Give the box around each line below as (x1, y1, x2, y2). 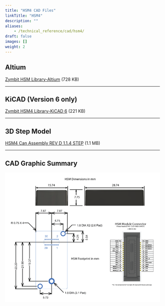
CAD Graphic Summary (5, 159, 78, 168)
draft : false (5, 34, 32, 39)
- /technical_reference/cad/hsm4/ (14, 29, 84, 34)
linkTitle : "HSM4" (5, 13, 43, 18)
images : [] (5, 39, 27, 44)
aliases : (5, 24, 23, 29)
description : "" (5, 18, 38, 23)
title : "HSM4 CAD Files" (5, 8, 56, 13)
